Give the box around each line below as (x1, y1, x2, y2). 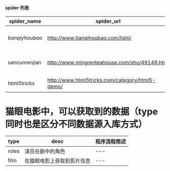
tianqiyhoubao (8, 34, 42, 41)
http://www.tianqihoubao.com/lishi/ (47, 34, 132, 41)
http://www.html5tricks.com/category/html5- (47, 77, 156, 84)
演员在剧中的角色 (24, 148, 66, 155)
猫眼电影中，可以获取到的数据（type (5, 106, 158, 118)
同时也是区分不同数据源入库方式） (5, 119, 148, 130)
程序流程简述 (95, 138, 126, 145)
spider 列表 (5, 5, 29, 11)
